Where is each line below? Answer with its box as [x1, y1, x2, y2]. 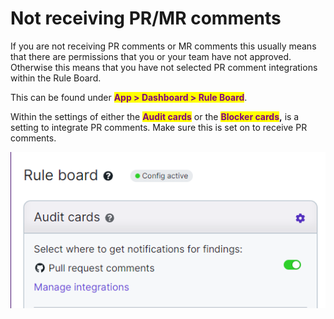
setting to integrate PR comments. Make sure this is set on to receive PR [10, 121, 308, 133]
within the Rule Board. [10, 72, 102, 84]
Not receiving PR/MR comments [10, 7, 282, 30]
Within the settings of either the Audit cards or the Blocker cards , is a [10, 110, 300, 122]
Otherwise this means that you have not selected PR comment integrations [10, 61, 318, 73]
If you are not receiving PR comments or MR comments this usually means [10, 40, 317, 52]
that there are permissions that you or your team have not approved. [10, 50, 292, 62]
